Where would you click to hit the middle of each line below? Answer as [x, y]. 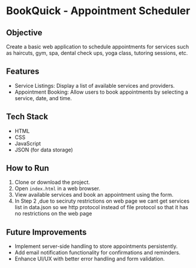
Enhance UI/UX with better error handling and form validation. [89, 259]
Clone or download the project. [52, 182]
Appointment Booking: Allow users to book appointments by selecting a [101, 92]
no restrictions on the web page [53, 214]
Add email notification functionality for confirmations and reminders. [97, 253]
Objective [24, 33]
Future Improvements [46, 232]
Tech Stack [27, 117]
